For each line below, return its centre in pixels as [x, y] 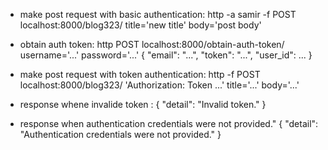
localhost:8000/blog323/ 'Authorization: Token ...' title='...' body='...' [159, 85]
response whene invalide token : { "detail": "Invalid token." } [143, 104]
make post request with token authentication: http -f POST [140, 74]
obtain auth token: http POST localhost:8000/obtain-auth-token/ [152, 44]
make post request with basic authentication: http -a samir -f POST [158, 14]
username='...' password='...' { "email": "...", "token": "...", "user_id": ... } [166, 55]
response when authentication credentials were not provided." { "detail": [169, 123]
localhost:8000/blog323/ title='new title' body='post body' [140, 25]
